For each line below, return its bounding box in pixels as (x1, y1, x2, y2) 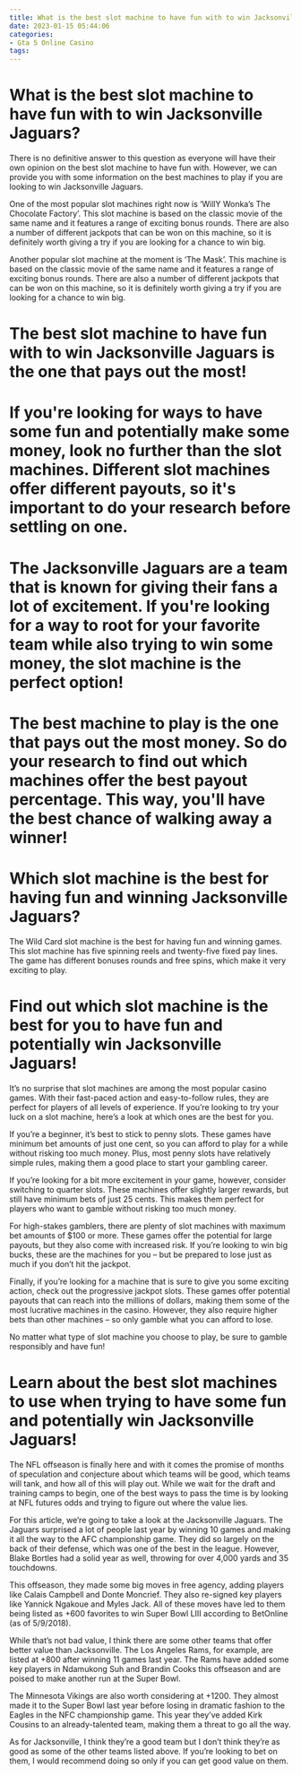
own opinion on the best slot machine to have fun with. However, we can (9, 162, 278, 173)
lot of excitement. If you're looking (9, 596, 271, 616)
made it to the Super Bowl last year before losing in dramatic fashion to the (9, 1700, 285, 1710)
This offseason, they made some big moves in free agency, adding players (9, 1579, 285, 1590)
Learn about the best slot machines (9, 1372, 278, 1392)
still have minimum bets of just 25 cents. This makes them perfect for (9, 1193, 264, 1204)
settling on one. (9, 517, 128, 538)
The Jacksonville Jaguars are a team (9, 557, 288, 578)
